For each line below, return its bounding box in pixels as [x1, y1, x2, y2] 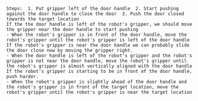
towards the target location [6, 16, 79, 22]
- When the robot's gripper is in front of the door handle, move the [6, 32, 187, 38]
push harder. [6, 74, 39, 79]
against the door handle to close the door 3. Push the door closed [6, 11, 185, 17]
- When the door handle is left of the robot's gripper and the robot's [6, 53, 193, 59]
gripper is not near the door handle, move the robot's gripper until [6, 58, 187, 64]
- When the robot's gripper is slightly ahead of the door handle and [6, 79, 187, 85]
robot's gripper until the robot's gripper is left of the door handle [6, 37, 190, 43]
